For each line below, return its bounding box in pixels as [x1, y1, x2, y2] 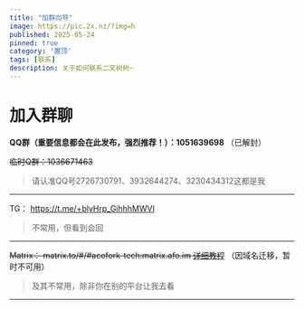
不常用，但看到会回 [31, 222, 104, 233]
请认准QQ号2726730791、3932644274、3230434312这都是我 [31, 175, 266, 186]
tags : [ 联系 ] [9, 55, 56, 64]
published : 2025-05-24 [9, 30, 95, 39]
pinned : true [9, 38, 59, 48]
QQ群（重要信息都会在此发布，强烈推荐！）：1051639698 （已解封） [9, 136, 267, 147]
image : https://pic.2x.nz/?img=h [9, 22, 136, 31]
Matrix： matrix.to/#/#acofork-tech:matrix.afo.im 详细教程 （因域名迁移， [9, 249, 283, 260]
